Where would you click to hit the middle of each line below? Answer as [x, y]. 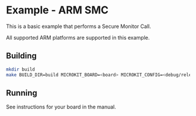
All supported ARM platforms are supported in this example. [78, 37]
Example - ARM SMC [57, 10]
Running [22, 93]
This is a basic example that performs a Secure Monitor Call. [79, 26]
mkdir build [20, 69]
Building [21, 56]
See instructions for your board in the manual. [61, 107]
